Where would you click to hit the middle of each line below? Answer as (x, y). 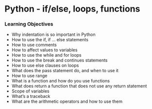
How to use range (29, 76)
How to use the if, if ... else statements (50, 40)
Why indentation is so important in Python (53, 34)
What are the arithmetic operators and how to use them (67, 101)
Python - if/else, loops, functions (72, 9)
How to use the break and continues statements (59, 60)
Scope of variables (30, 91)
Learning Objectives (29, 24)
